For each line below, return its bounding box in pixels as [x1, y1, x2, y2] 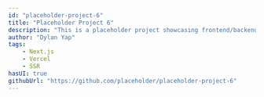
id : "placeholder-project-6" [8, 11, 104, 20]
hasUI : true [8, 70, 47, 77]
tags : [8, 41, 26, 48]
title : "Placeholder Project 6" [8, 19, 114, 27]
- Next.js [22, 48, 55, 56]
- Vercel [22, 56, 51, 63]
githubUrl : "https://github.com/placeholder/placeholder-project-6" [8, 77, 237, 84]
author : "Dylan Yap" [8, 33, 76, 41]
